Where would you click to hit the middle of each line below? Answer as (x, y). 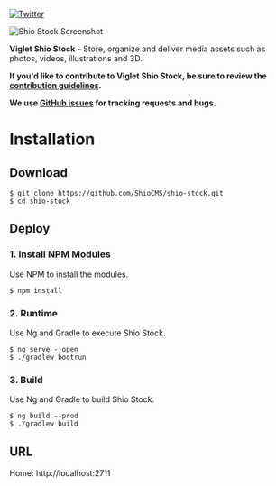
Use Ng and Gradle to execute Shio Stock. (87, 333)
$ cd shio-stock (40, 201)
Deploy (30, 229)
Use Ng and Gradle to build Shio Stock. (82, 399)
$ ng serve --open (44, 349)
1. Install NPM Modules (60, 254)
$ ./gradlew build (44, 424)
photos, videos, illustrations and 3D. (76, 58)
